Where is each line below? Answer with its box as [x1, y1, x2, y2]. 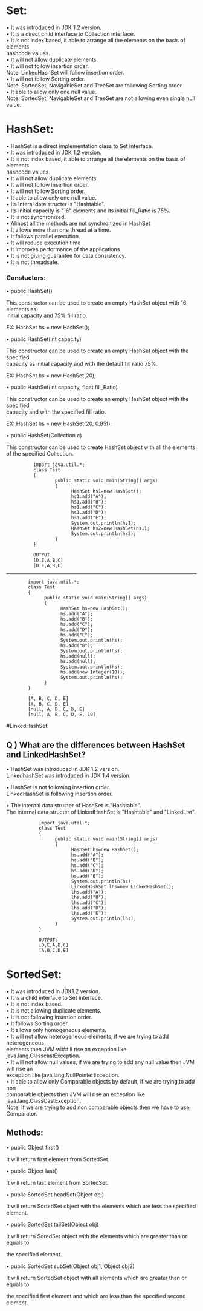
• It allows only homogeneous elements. [6, 1026, 107, 1033]
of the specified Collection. [6, 450, 74, 457]
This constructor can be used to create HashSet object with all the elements [6, 443, 196, 451]
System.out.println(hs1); [71, 520, 137, 527]
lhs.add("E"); [71, 910, 107, 916]
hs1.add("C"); [71, 504, 107, 510]
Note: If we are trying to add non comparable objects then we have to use [6, 1104, 190, 1111]
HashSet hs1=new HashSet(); [71, 488, 142, 494]
